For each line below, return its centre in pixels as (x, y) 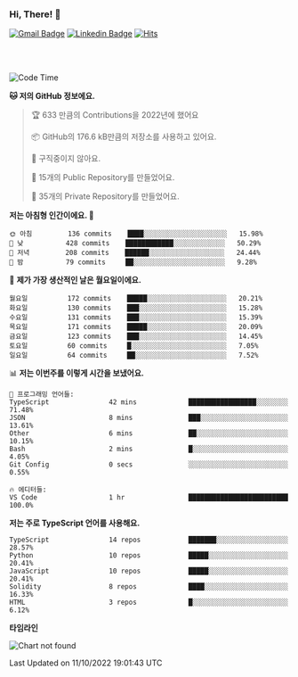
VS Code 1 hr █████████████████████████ (149, 498)
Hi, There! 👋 (35, 14)
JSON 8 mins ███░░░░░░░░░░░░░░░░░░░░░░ (149, 418)
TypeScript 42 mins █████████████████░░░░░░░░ (149, 402)
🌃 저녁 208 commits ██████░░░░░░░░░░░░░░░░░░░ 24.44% (135, 253)
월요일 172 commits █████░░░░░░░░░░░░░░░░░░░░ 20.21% (136, 299)
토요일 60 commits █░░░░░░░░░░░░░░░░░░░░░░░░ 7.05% (134, 346)
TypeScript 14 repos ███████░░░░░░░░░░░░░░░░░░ (149, 540)
